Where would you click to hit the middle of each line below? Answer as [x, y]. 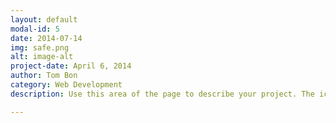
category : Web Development [66, 85]
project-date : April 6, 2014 [71, 66]
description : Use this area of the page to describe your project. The [162, 94]
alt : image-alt [42, 57]
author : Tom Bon [44, 76]
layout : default [44, 19]
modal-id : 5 [35, 29]
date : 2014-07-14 [46, 38]
